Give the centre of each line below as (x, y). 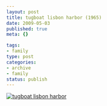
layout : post (23, 12)
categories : (21, 62)
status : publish (27, 79)
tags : (13, 45)
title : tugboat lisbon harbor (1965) (54, 18)
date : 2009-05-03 (28, 23)
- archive (19, 68)
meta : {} (17, 35)
